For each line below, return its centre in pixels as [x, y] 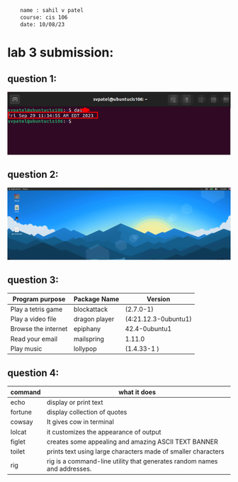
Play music [26, 348]
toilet [18, 452]
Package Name [96, 299]
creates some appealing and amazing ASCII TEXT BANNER [132, 442]
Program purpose [39, 299]
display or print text [75, 402]
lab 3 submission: [61, 53]
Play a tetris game [36, 309]
